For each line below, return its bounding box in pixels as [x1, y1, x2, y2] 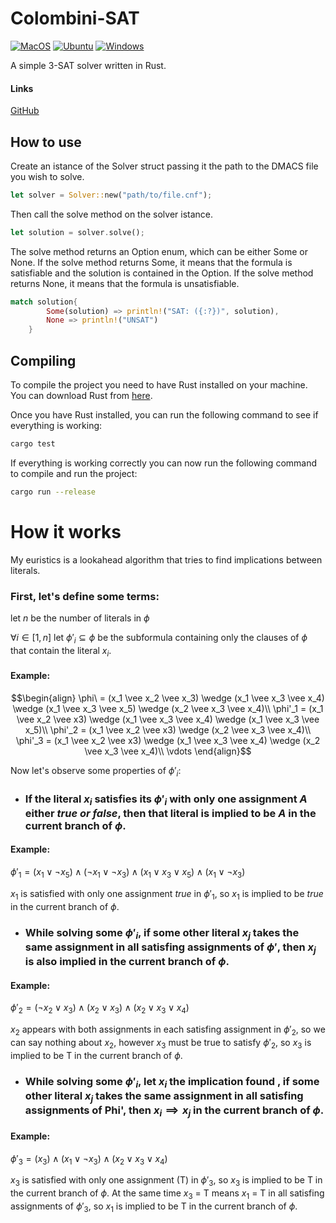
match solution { [10, 297, 78, 307]
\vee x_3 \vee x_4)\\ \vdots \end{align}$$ [84, 745, 252, 757]
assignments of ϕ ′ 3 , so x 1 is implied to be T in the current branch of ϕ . [10, 1200, 298, 1214]
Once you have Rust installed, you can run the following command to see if [10, 409, 319, 421]
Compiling [10, 352, 77, 369]
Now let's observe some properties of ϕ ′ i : [10, 764, 182, 779]
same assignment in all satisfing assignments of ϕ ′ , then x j [24, 940, 317, 956]
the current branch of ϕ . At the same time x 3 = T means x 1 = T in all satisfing [10, 1187, 325, 1201]
